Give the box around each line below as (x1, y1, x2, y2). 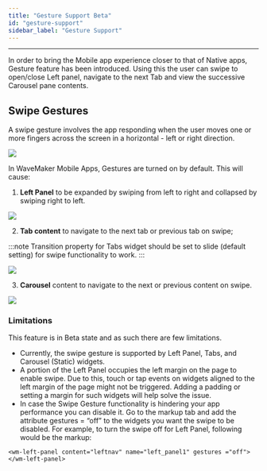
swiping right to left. (19, 196, 86, 206)
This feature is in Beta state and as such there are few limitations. (8, 333, 222, 342)
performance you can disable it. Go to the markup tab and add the (19, 407, 237, 417)
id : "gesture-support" (8, 19, 83, 27)
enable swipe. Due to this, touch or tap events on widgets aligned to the (19, 374, 256, 384)
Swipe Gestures (8, 104, 89, 118)
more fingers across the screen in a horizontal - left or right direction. (8, 133, 235, 143)
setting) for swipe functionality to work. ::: (8, 250, 145, 260)
